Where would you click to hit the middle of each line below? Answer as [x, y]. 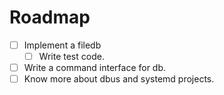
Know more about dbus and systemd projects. [119, 79]
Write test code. [71, 56]
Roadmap [50, 17]
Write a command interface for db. [95, 68]
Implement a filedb [62, 45]
